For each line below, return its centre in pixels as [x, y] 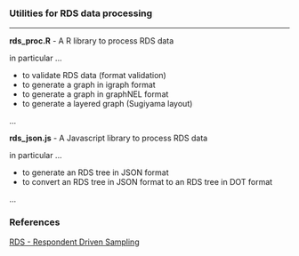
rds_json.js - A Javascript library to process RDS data [109, 138]
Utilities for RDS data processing [81, 13]
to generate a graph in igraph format [89, 85]
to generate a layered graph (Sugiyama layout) [107, 104]
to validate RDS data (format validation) [94, 76]
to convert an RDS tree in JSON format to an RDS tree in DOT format [147, 182]
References [35, 222]
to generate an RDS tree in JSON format [95, 172]
